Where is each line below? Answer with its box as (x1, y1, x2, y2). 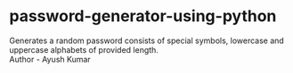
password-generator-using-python (9, 6, 277, 26)
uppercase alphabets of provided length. (9, 44, 159, 55)
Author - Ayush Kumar (9, 54, 91, 64)
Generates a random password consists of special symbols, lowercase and (9, 35, 285, 46)
